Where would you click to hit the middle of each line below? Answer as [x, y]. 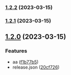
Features [16, 51]
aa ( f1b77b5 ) [25, 62]
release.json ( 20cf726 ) [36, 67]
